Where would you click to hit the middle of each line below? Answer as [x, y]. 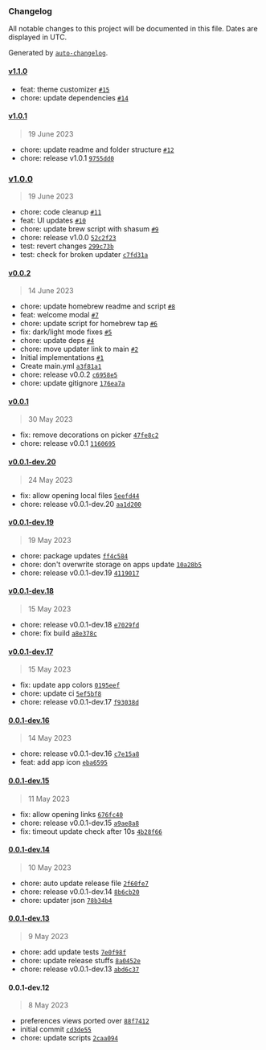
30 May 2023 [50, 419]
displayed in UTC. [38, 37]
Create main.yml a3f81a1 [61, 366]
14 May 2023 [50, 738]
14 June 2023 [51, 291]
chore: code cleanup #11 [61, 212]
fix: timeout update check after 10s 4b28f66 [91, 831]
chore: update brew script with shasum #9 [89, 229]
